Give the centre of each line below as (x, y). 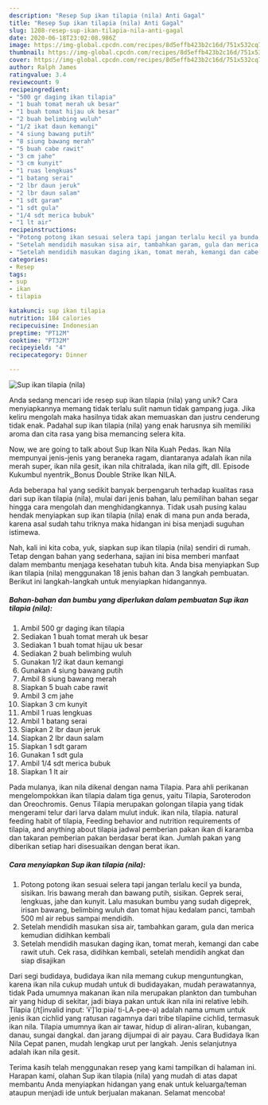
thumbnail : (27, 52)
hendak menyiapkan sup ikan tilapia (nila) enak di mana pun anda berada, (129, 515)
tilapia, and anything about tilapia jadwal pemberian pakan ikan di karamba (131, 829)
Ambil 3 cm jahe (47, 696)
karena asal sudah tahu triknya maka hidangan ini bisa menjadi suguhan (127, 524)
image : (20, 45)
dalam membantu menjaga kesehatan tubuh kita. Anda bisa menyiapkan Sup (134, 564)
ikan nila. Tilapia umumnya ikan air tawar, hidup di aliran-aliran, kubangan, (130, 1026)
